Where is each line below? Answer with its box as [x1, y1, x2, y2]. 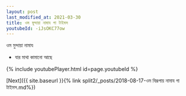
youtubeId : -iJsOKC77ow [6, 25, 65, 32]
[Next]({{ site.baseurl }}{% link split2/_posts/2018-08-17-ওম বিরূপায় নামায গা [6, 77, 180, 84]
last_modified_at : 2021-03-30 [6, 14, 81, 20]
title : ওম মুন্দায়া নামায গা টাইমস [6, 20, 68, 26]
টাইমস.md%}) [6, 84, 36, 91]
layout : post [6, 8, 39, 15]
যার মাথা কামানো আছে [14, 54, 52, 61]
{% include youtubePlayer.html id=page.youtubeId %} [6, 66, 138, 73]
